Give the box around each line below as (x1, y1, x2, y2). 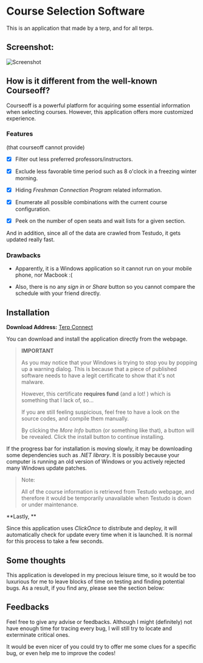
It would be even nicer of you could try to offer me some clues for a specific (6, 643, 196, 650)
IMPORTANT (21, 347, 54, 355)
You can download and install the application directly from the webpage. (6, 335, 188, 342)
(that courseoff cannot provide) (6, 143, 85, 151)
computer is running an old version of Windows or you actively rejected (6, 458, 185, 466)
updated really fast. (6, 236, 55, 243)
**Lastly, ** (6, 513, 36, 520)
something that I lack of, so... (21, 397, 94, 404)
